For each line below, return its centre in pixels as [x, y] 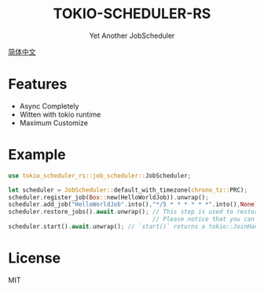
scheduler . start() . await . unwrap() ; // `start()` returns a [107, 227]
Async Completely [49, 106]
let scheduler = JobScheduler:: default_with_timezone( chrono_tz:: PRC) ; [128, 190]
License [35, 258]
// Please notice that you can [203, 219]
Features [38, 84]
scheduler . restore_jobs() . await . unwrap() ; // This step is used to [121, 212]
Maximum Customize [54, 122]
